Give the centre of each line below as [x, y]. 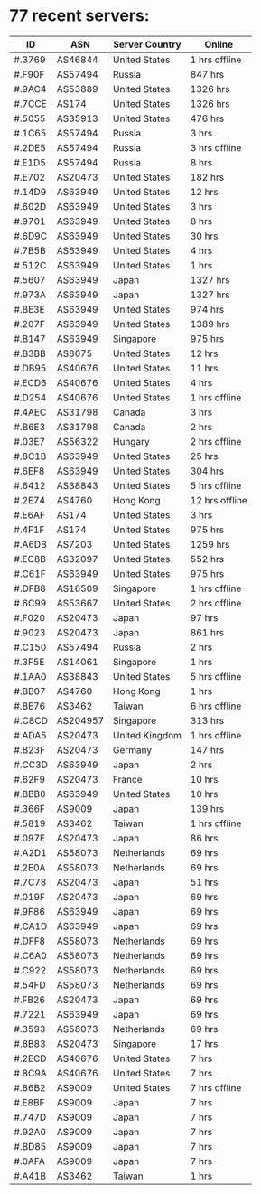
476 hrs [207, 118]
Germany [132, 749]
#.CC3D [31, 765]
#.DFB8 [30, 588]
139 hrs [207, 808]
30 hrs [204, 236]
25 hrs [204, 456]
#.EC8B [30, 559]
